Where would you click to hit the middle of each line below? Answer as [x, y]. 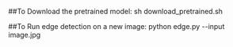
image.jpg [25, 35]
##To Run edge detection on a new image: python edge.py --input [116, 26]
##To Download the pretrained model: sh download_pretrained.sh [116, 11]
